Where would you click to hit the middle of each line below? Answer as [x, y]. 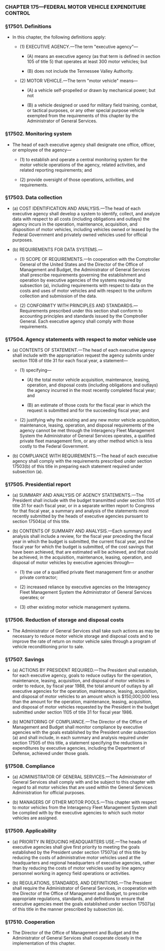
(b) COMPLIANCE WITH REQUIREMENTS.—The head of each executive [85, 456]
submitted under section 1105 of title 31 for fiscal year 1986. [72, 712]
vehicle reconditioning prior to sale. [48, 646]
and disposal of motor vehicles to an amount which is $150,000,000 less [86, 696]
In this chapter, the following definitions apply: [59, 37]
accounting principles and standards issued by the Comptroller [83, 316]
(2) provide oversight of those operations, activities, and [77, 180]
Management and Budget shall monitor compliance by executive [77, 727]
